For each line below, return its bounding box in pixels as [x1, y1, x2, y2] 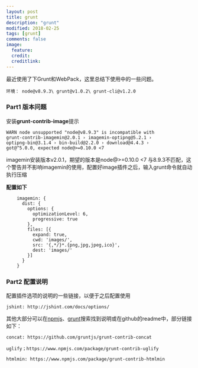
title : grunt [6, 14, 38, 20]
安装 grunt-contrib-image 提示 [6, 117, 79, 124]
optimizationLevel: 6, [32, 211, 89, 217]
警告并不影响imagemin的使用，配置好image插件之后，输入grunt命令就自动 [11, 164, 193, 171]
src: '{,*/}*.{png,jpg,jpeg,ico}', [32, 242, 120, 248]
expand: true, [32, 232, 67, 238]
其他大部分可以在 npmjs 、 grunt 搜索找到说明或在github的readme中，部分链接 [6, 315, 192, 322]
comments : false [6, 36, 46, 42]
